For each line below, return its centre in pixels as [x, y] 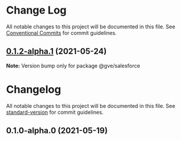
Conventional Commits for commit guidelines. [61, 32]
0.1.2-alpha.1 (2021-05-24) [57, 52]
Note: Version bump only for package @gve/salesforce [73, 65]
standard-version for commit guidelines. [55, 112]
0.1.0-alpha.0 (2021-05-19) [57, 131]
